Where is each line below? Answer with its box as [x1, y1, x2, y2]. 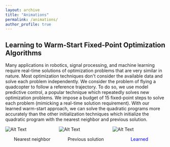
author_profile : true [5, 21, 52, 27]
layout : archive [5, 7, 40, 13]
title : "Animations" [5, 12, 50, 17]
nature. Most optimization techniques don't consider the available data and [5, 73, 163, 79]
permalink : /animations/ [5, 17, 58, 22]
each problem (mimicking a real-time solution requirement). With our [5, 100, 150, 106]
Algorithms [5, 48, 42, 57]
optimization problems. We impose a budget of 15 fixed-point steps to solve [5, 95, 164, 101]
